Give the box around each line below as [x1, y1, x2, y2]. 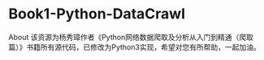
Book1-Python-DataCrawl [8, 5, 185, 23]
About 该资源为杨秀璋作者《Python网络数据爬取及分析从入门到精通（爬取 [8, 32, 253, 42]
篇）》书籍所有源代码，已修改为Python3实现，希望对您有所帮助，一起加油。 [8, 42, 262, 52]
